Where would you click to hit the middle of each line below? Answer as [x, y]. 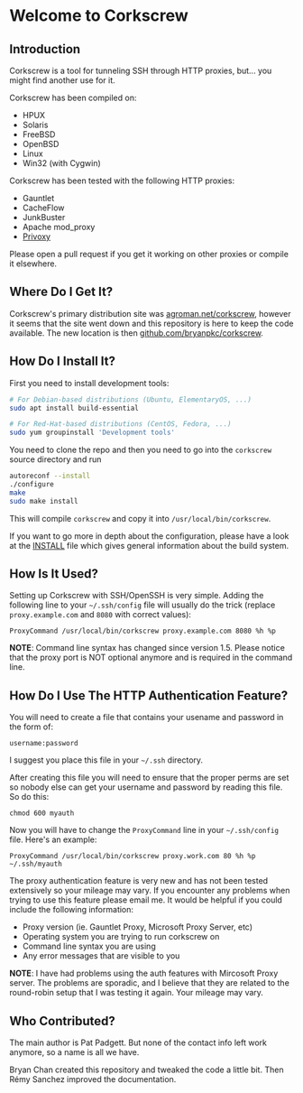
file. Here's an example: [53, 839]
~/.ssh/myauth [36, 864]
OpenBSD [41, 144]
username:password [44, 744]
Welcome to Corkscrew [99, 16]
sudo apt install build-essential [74, 408]
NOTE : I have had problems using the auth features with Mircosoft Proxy [144, 973]
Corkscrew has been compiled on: [73, 97]
